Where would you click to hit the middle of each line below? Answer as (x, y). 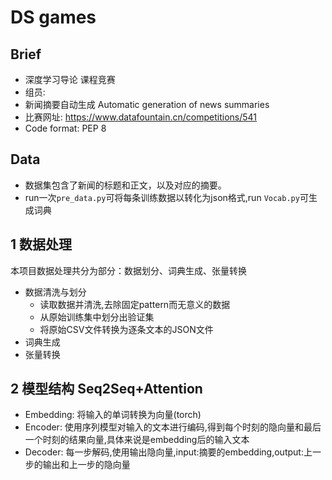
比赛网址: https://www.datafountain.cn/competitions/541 (141, 117)
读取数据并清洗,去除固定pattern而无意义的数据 (135, 304)
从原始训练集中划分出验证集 (97, 317)
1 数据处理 (41, 244)
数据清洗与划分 (55, 292)
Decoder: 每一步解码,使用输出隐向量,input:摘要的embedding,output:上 (168, 452)
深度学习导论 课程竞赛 (70, 79)
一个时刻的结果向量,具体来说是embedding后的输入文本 (137, 440)
